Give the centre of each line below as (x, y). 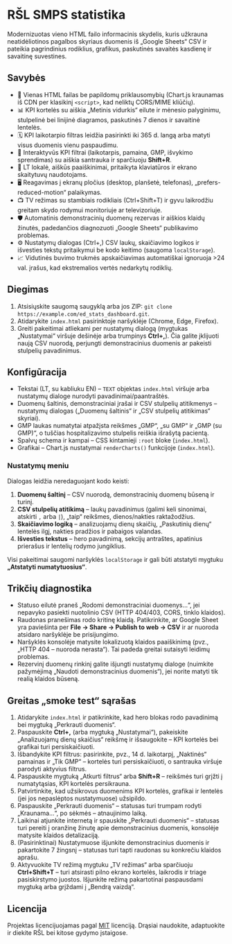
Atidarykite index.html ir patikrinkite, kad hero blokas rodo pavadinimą (117, 717)
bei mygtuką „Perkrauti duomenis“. (66, 725)
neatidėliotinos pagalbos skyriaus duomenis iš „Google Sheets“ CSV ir (107, 41)
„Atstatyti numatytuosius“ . (47, 567)
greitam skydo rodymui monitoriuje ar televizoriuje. (90, 210)
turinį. (26, 501)
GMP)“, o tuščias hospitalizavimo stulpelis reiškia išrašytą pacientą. (113, 433)
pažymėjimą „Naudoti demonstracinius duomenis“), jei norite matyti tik (117, 671)
